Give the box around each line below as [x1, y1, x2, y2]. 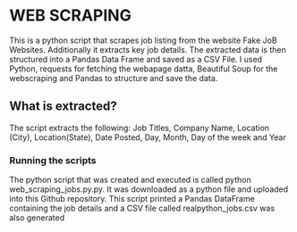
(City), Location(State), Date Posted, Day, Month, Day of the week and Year [9, 131, 286, 143]
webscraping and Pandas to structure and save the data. [9, 72, 218, 83]
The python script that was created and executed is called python [9, 175, 252, 186]
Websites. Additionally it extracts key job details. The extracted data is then [9, 44, 286, 54]
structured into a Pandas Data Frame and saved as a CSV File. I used [9, 54, 262, 64]
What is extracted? [9, 99, 118, 114]
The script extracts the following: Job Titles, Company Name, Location [9, 122, 270, 133]
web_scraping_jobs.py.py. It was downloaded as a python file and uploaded [9, 184, 289, 195]
